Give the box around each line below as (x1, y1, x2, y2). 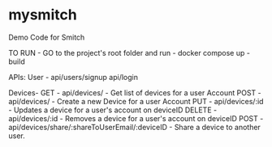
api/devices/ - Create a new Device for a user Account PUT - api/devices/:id (8, 96, 264, 106)
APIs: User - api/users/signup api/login (8, 72, 139, 82)
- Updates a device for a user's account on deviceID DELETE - (8, 105, 218, 115)
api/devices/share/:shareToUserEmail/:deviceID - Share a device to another (8, 122, 261, 132)
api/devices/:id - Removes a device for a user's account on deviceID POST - (8, 113, 264, 123)
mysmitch (8, 6, 77, 24)
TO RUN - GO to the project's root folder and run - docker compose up (8, 48, 245, 57)
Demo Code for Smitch (8, 32, 85, 42)
